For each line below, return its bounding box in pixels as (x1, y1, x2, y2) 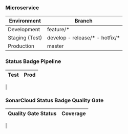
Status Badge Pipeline (5, 58, 61, 65)
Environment (9, 17, 41, 25)
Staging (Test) (8, 34, 42, 41)
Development (8, 26, 40, 33)
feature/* (47, 26, 70, 33)
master (47, 42, 64, 50)
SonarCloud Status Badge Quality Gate (5, 97, 104, 104)
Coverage (61, 109, 86, 117)
